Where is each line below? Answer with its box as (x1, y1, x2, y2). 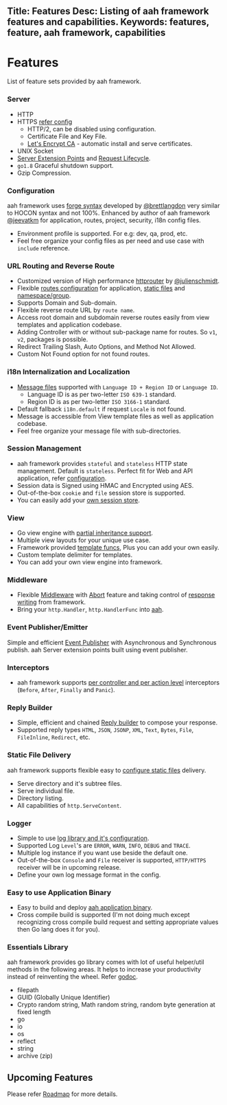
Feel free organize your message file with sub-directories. (16, 427, 181, 435)
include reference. (16, 244, 70, 252)
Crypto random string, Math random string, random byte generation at (16, 1000, 216, 1009)
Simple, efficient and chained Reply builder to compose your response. (16, 718, 218, 727)
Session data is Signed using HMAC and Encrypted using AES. (16, 481, 194, 489)
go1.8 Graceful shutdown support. (16, 161, 115, 169)
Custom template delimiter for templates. (16, 550, 133, 559)
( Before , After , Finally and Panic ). (16, 686, 115, 694)
